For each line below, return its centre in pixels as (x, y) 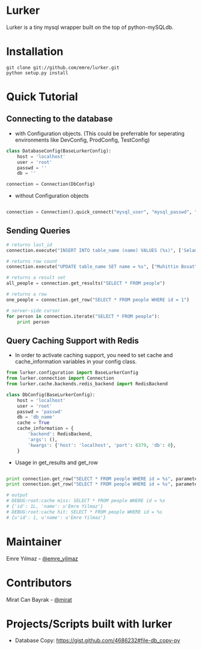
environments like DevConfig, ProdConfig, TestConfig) (82, 140)
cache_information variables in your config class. (76, 362)
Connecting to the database (60, 119)
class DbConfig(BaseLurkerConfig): (51, 395)
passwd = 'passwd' (40, 412)
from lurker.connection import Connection (60, 378)
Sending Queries (38, 231)
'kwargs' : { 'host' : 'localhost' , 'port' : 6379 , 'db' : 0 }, (102, 445)
